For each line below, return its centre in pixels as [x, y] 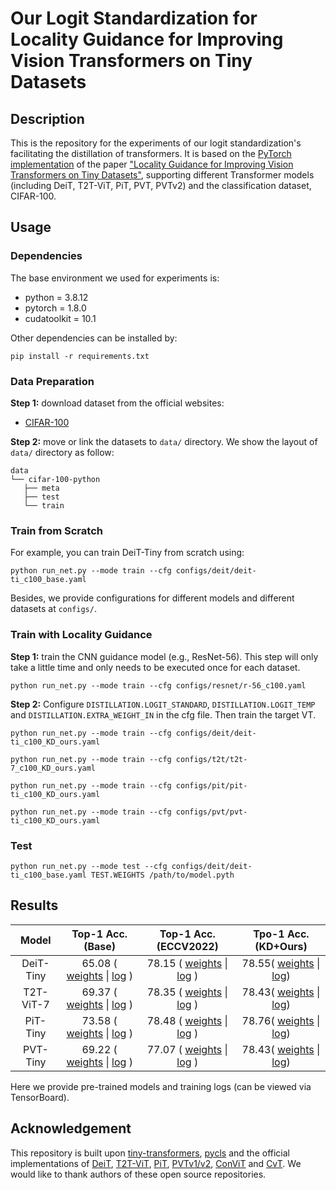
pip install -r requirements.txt [80, 356]
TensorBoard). [40, 1097]
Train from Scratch [56, 530]
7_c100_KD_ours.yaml [53, 768]
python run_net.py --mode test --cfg [89, 866]
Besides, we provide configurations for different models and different [152, 598]
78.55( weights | [281, 963]
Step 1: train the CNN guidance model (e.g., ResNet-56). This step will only [164, 656]
